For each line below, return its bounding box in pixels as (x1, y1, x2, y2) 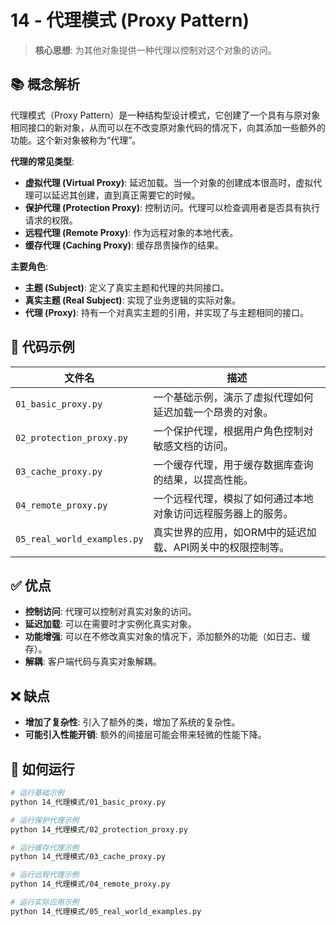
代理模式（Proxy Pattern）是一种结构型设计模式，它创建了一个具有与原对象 (10, 109, 321, 121)
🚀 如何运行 (10, 761, 75, 778)
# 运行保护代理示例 (10, 815, 80, 825)
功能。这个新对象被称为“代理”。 (10, 134, 142, 146)
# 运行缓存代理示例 (10, 842, 80, 853)
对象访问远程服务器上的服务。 (153, 506, 294, 520)
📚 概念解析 (10, 76, 81, 93)
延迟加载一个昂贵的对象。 (153, 405, 274, 419)
